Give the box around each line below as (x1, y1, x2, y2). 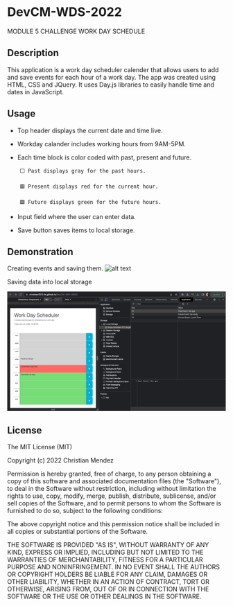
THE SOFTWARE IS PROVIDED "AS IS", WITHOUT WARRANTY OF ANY (7, 541, 209, 549)
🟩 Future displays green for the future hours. (19, 198, 162, 205)
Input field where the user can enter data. (17, 212, 137, 220)
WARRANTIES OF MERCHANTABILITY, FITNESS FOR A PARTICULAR (7, 555, 203, 564)
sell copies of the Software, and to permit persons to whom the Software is (7, 499, 222, 508)
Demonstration (7, 245, 74, 257)
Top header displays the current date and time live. (17, 126, 163, 135)
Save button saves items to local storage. (17, 226, 135, 234)
